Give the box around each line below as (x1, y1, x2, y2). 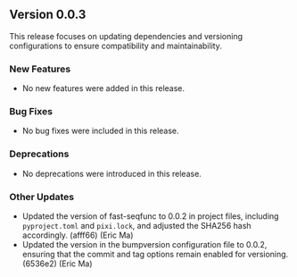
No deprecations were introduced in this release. (21, 168, 202, 179)
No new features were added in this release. (21, 83, 186, 94)
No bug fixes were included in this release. (21, 125, 180, 137)
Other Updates (9, 190, 74, 203)
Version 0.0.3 (9, 7, 87, 22)
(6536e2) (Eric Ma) (21, 258, 93, 269)
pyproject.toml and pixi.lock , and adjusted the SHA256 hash (21, 221, 252, 231)
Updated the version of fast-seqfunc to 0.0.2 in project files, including (21, 211, 279, 222)
